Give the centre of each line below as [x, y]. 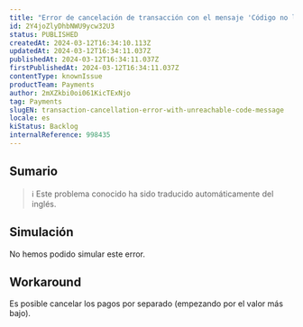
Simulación [41, 232]
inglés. [44, 204]
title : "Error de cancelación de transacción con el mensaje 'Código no [149, 18]
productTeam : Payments [52, 85]
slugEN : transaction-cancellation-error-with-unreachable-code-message [147, 110]
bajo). [20, 313]
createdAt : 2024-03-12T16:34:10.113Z [80, 43]
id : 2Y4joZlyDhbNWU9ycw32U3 [62, 26]
